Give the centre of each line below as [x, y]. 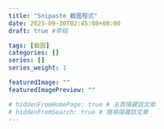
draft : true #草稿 [38, 31]
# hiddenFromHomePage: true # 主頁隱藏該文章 [82, 104]
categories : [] [34, 53]
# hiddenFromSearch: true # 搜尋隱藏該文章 [78, 112]
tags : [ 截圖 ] [29, 45]
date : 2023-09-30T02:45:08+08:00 [65, 23]
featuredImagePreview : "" [52, 89]
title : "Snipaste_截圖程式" [53, 16]
